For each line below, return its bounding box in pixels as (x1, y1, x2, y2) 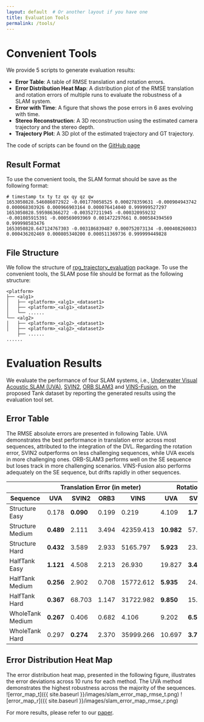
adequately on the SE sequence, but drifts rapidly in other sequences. (6, 468, 181, 476)
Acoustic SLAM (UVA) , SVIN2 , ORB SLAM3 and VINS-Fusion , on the (6, 383, 177, 390)
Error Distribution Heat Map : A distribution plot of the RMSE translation (15, 85, 194, 92)
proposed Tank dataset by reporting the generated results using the (6, 389, 176, 397)
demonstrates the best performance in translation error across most (6, 436, 177, 443)
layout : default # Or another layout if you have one (6, 9, 148, 15)
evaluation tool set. (6, 396, 54, 403)
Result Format (6, 159, 61, 170)
